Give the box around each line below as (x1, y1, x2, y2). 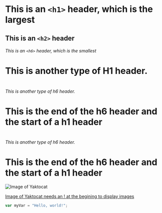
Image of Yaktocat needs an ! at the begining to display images (5, 193, 135, 199)
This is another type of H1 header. (5, 65, 148, 77)
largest (5, 14, 35, 25)
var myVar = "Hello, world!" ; (5, 203, 68, 208)
